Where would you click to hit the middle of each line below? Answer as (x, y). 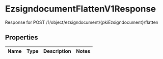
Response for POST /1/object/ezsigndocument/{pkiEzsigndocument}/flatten (82, 22)
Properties (22, 37)
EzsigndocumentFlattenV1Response (81, 9)
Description (57, 51)
